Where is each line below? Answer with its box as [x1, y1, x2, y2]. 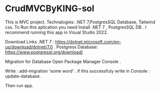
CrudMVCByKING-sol [5, 3, 95, 14]
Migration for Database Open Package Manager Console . [5, 58, 121, 64]
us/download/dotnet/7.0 [5, 44, 53, 50]
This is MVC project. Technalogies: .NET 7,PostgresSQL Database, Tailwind [5, 19, 156, 25]
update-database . [5, 73, 42, 79]
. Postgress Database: [53, 44, 98, 50]
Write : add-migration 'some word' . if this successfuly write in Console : [5, 68, 150, 74]
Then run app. [5, 82, 34, 88]
